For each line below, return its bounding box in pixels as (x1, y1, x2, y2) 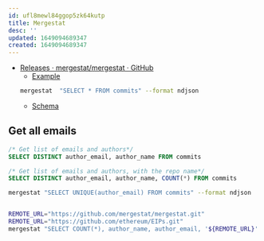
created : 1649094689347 (8, 41, 88, 49)
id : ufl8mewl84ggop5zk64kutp (8, 11, 105, 20)
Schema (31, 101, 60, 111)
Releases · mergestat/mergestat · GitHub (19, 63, 154, 72)
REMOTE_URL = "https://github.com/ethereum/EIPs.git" (8, 218, 183, 226)
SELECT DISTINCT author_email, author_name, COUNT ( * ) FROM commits (8, 174, 238, 183)
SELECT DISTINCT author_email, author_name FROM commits (8, 153, 202, 161)
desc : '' (8, 26, 37, 34)
